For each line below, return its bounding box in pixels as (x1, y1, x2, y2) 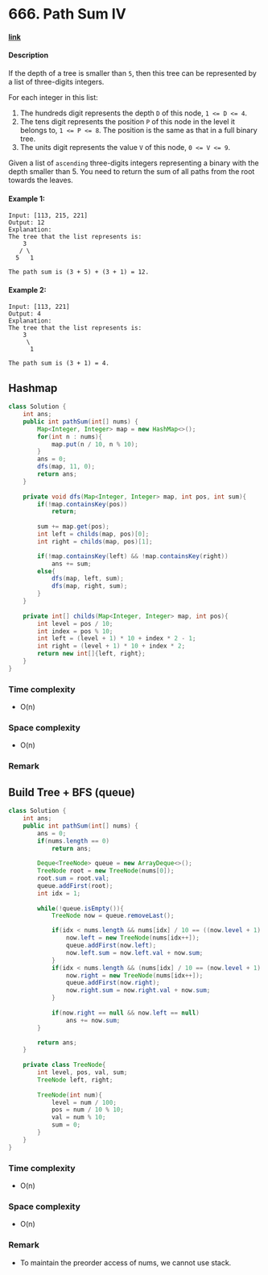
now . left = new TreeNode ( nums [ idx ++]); (65, 934, 200, 942)
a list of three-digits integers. (8, 77, 105, 86)
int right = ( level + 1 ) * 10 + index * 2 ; (37, 642, 186, 650)
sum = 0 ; (51, 1121, 81, 1129)
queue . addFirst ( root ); (37, 881, 113, 890)
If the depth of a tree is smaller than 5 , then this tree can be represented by (8, 68, 258, 77)
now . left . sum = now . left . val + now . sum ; (65, 948, 204, 956)
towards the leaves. (8, 175, 74, 185)
